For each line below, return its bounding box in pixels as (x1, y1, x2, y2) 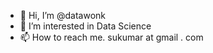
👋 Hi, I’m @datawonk (19, 10, 107, 21)
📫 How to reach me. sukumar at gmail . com (19, 31, 204, 43)
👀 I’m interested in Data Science (19, 20, 152, 32)
